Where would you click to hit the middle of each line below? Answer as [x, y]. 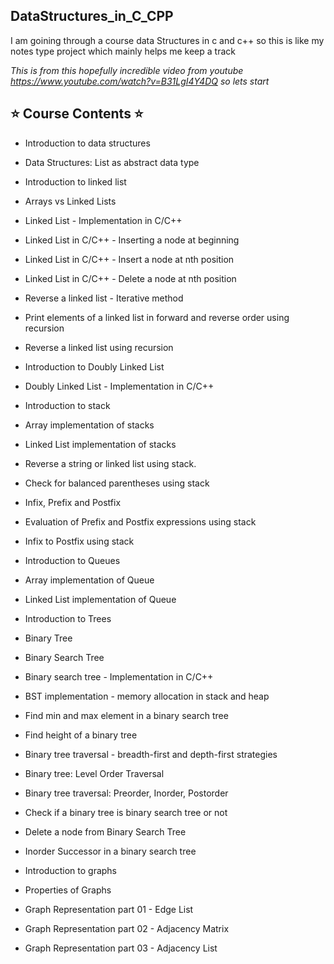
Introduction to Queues [72, 560]
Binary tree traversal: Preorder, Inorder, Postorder [126, 793]
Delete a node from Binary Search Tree [105, 831]
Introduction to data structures [87, 143]
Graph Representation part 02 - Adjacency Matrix [127, 928]
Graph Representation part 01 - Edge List [109, 909]
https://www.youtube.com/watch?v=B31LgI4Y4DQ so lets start [140, 81]
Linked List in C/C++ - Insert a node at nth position [129, 259]
